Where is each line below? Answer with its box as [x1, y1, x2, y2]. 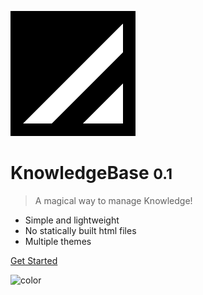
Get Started [10, 254, 58, 266]
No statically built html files [24, 224, 137, 236]
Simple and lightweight [24, 214, 120, 226]
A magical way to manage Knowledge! [34, 194, 193, 206]
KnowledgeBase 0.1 [10, 162, 173, 185]
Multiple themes [24, 235, 92, 247]
